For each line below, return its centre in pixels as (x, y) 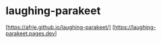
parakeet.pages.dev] (31, 33)
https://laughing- (135, 27)
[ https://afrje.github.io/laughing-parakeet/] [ (60, 27)
